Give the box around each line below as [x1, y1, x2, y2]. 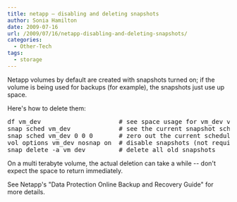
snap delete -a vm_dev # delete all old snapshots [7, 146, 217, 153]
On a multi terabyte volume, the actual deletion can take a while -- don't [7, 159, 217, 168]
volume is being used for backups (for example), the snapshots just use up [7, 82, 225, 91]
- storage [13, 56, 42, 63]
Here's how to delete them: [7, 103, 86, 113]
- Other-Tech [13, 43, 52, 50]
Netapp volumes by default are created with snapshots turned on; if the [7, 75, 215, 84]
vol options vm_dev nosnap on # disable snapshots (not [7, 139, 209, 146]
